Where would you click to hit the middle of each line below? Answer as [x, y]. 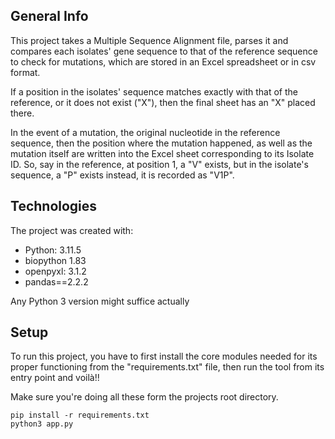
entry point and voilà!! [55, 378]
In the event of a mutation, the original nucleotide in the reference [145, 132]
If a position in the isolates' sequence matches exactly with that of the [154, 91]
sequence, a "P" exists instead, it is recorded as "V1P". [122, 175]
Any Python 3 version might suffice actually [100, 301]
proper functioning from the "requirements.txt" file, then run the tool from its [167, 367]
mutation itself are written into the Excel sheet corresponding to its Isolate [162, 153]
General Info [49, 16]
